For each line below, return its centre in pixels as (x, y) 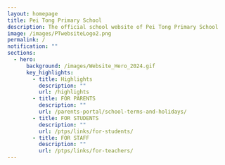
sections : (22, 53)
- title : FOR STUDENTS (66, 118)
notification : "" (33, 46)
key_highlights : (50, 72)
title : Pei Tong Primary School (54, 20)
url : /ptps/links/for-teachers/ (86, 151)
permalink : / (26, 40)
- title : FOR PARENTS (64, 99)
